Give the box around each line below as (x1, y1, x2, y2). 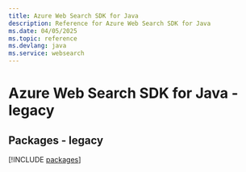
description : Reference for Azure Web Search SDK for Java (8, 19, 211, 27)
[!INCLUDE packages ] (8, 155, 81, 164)
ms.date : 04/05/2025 (8, 27, 78, 35)
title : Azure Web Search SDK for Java (8, 11, 139, 20)
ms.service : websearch (8, 49, 85, 57)
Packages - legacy (8, 133, 103, 147)
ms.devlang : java (8, 42, 67, 50)
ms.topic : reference (8, 34, 78, 43)
